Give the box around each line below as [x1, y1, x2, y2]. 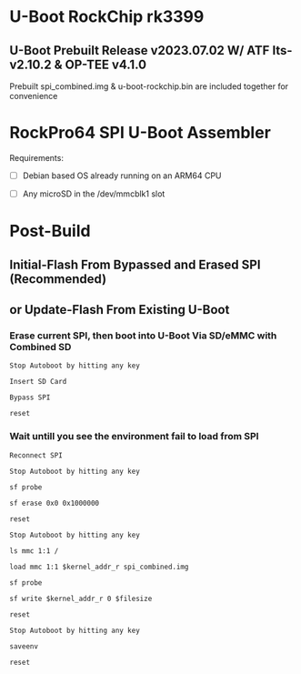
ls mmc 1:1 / [9, 546, 59, 556]
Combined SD [9, 340, 72, 353]
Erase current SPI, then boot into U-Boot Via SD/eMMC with [9, 329, 277, 342]
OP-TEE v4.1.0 [65, 56, 147, 72]
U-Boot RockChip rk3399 [9, 6, 205, 27]
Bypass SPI [9, 393, 51, 402]
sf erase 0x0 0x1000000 [9, 498, 100, 508]
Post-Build [9, 221, 91, 242]
